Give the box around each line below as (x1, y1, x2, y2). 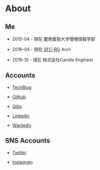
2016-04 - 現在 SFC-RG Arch (12, 47, 71, 52)
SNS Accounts (5, 137, 50, 145)
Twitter (12, 149, 27, 155)
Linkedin (12, 113, 30, 119)
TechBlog (12, 84, 32, 90)
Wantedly (12, 122, 32, 128)
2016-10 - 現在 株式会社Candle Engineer (12, 57, 94, 63)
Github (12, 94, 26, 99)
